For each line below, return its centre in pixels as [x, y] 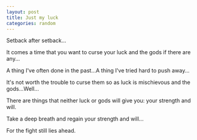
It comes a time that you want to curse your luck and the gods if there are [99, 52]
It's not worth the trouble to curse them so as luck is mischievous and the [99, 82]
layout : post [23, 12]
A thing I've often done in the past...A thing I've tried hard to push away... [98, 71]
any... [13, 59]
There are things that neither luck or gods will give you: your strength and [99, 100]
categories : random [31, 23]
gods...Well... [23, 89]
